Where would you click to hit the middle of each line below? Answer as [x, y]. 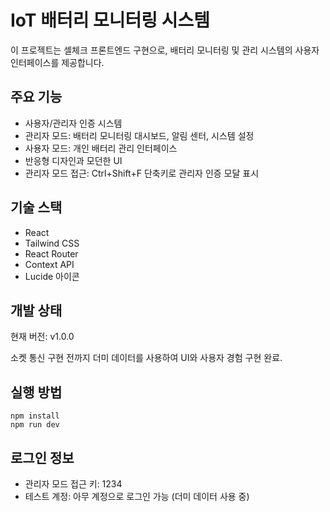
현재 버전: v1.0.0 [42, 337]
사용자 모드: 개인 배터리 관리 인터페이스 [101, 148]
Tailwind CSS [52, 243]
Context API [49, 264]
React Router [51, 253]
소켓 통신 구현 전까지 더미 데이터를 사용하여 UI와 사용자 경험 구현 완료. [146, 358]
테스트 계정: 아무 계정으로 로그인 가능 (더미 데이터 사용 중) [137, 496]
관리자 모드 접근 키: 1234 [73, 484]
